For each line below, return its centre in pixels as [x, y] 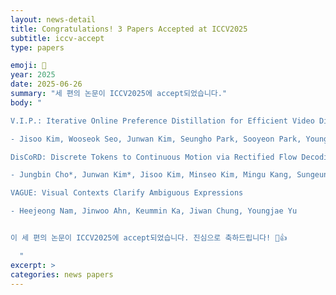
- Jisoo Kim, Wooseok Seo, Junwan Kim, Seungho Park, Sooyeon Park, [156, 139]
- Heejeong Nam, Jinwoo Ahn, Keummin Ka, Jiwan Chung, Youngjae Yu [154, 211]
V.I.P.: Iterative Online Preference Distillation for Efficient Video [162, 121]
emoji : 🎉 [28, 66]
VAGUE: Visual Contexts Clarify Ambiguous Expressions [127, 193]
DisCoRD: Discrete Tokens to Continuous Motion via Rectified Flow [154, 157]
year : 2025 [33, 75]
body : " [26, 102]
